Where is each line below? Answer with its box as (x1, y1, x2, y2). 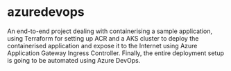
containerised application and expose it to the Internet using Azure (7, 41, 198, 50)
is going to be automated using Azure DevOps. (7, 56, 141, 64)
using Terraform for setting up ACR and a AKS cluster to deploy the (7, 34, 199, 42)
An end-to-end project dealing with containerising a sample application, (7, 27, 213, 35)
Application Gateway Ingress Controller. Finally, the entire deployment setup (7, 49, 224, 57)
